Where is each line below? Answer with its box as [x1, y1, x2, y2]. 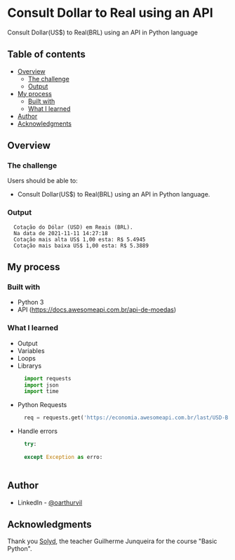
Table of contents [7, 48, 86, 60]
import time [24, 388, 59, 395]
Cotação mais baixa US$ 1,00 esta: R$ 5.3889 [13, 242, 149, 249]
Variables [17, 346, 45, 355]
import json [24, 381, 59, 389]
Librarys [17, 361, 42, 370]
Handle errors [17, 427, 58, 436]
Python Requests [17, 401, 67, 409]
